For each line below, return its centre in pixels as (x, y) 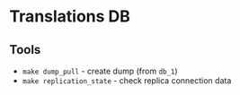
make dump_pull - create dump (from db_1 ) (100, 71)
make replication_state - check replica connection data (127, 81)
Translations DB (70, 17)
